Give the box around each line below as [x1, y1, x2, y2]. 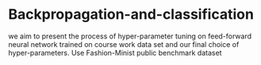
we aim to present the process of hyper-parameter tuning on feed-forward [8, 31, 252, 41]
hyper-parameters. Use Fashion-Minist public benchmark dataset [8, 48, 222, 57]
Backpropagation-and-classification [8, 5, 254, 23]
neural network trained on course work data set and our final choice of [8, 39, 240, 49]
